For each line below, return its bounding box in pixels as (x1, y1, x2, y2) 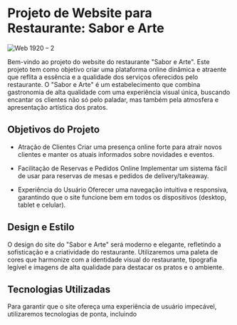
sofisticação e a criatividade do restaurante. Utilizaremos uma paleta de (7, 247, 218, 256)
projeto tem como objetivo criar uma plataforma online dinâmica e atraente (7, 65, 227, 73)
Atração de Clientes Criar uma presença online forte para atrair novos (17, 143, 222, 151)
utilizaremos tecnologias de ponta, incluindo (7, 310, 137, 319)
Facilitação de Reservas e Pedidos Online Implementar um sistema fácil (17, 164, 228, 172)
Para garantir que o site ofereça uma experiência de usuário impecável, (7, 302, 217, 311)
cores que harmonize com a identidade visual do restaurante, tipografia (7, 255, 217, 264)
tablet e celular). (17, 200, 66, 209)
